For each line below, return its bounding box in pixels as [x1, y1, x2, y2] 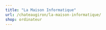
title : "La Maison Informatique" [5, 7, 76, 13]
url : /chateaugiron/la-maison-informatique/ [5, 12, 101, 17]
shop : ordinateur [5, 17, 42, 22]
